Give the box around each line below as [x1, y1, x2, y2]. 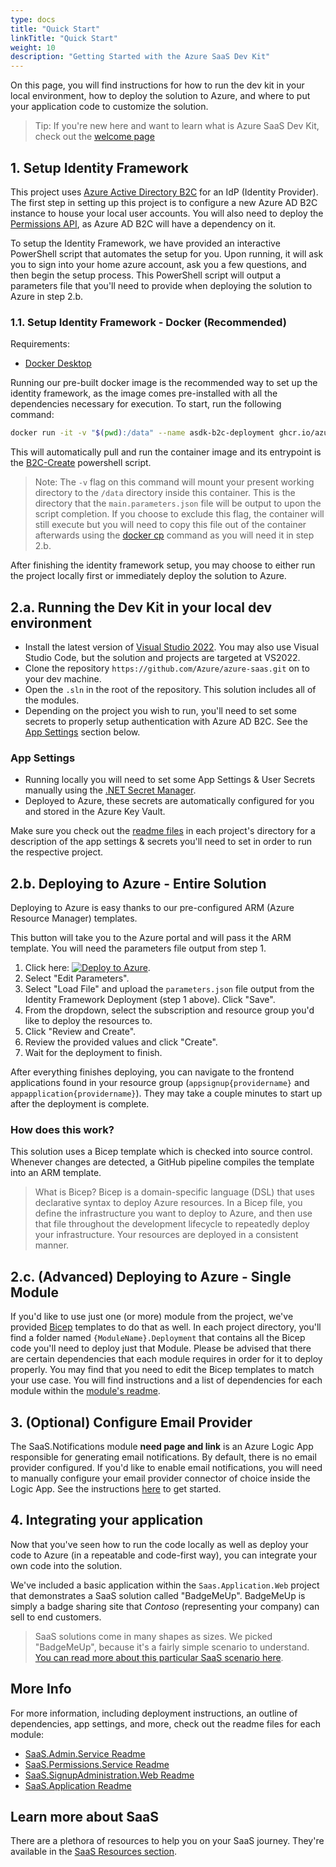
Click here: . [24, 962, 151, 974]
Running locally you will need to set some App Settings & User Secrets [24, 774, 316, 786]
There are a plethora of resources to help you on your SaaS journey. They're [10, 1835, 325, 1847]
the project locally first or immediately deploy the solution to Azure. [10, 570, 287, 582]
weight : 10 [10, 42, 56, 53]
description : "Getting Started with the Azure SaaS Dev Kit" [10, 52, 271, 62]
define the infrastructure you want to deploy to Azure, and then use [34, 1207, 313, 1220]
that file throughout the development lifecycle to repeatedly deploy [34, 1218, 310, 1230]
